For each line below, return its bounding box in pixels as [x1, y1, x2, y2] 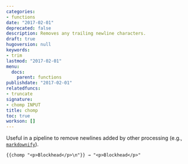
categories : [6, 8, 35, 15]
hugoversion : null [6, 42, 51, 48]
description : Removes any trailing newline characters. [6, 31, 146, 37]
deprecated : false [6, 25, 51, 31]
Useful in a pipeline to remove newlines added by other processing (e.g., [6, 135, 183, 142]
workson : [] [6, 119, 35, 124]
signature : [6, 96, 33, 102]
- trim [6, 53, 22, 58]
